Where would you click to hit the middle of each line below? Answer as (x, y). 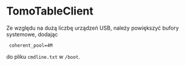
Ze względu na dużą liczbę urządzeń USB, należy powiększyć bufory (92, 28)
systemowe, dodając (32, 34)
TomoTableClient (50, 11)
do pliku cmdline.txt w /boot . (43, 56)
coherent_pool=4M (31, 45)
